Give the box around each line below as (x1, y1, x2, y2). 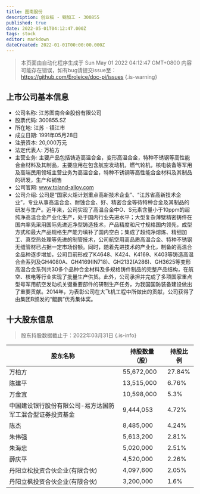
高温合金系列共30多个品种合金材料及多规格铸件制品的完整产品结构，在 (14, 265, 189, 273)
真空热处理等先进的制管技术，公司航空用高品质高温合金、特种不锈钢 (25, 236, 192, 243)
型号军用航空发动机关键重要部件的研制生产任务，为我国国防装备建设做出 (14, 280, 192, 288)
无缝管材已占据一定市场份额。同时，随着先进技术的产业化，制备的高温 (14, 243, 187, 251)
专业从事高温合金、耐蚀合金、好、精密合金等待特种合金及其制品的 (27, 198, 189, 206)
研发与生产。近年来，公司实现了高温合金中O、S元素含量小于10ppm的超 (14, 206, 190, 213)
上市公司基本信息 (6, 92, 69, 102)
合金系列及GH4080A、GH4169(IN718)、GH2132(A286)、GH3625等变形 (14, 258, 192, 265)
